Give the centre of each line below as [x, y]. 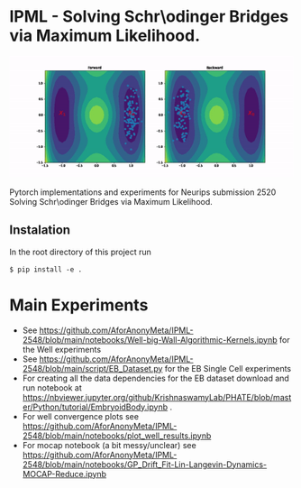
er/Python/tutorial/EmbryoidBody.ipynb [95, 407]
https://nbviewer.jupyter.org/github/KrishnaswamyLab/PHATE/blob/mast [157, 397]
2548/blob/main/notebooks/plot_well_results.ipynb [117, 436]
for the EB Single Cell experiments [228, 368]
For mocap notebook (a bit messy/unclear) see [109, 445]
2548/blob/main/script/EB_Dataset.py [92, 368]
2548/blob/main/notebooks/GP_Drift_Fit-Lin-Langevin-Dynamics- [145, 464]
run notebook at [52, 387]
